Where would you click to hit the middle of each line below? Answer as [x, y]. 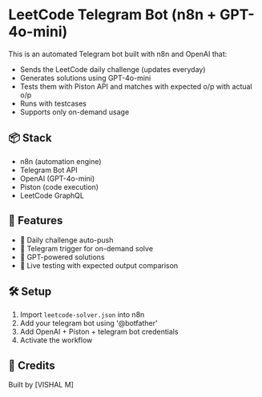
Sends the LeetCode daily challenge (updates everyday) [113, 69]
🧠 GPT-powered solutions [62, 257]
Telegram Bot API [48, 170]
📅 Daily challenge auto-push [67, 240]
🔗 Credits [32, 365]
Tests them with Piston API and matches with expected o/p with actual [136, 86]
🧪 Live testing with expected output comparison [99, 265]
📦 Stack [30, 138]
